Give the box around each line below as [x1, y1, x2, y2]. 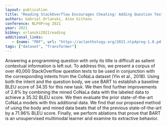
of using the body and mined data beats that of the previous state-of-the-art [5, 105, 162, 111]
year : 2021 [5, 26, 28, 31]
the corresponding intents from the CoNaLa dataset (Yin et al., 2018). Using [5, 73, 160, 79]
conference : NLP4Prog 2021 [5, 21, 61, 26]
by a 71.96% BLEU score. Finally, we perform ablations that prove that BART [5, 110, 161, 116]
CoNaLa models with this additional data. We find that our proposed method [5, 99, 161, 105]
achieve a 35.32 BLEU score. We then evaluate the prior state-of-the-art [5, 94, 153, 100]
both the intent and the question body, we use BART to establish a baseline [5, 79, 159, 84]
